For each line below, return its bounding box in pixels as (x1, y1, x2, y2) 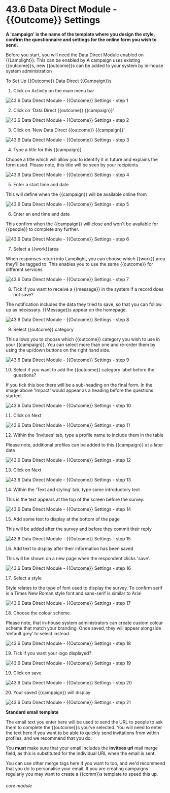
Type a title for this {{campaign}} (13, 146, 82, 153)
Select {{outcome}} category (13, 326, 74, 332)
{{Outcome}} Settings (6, 14, 100, 26)
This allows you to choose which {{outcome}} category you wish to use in (6, 336, 160, 342)
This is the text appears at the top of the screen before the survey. (6, 496, 145, 502)
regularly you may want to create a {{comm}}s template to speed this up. (6, 771, 158, 777)
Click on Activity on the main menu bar (13, 87, 94, 93)
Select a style (13, 575, 42, 581)
